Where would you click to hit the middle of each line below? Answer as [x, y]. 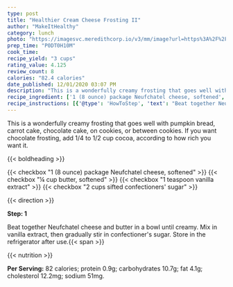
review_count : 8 [31, 71]
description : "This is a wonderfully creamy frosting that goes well [110, 91]
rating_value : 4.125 [37, 65]
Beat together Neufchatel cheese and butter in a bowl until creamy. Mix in [112, 227]
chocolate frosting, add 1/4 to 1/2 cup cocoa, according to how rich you [109, 138]
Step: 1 [17, 213]
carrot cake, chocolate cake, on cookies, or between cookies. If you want [112, 130]
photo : [17, 39]
